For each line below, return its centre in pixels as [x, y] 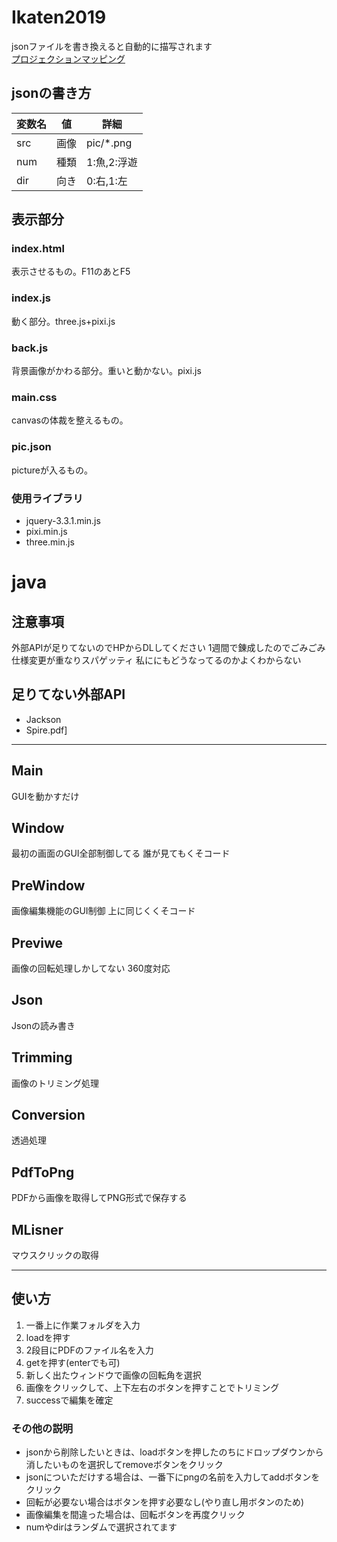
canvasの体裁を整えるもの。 [70, 420]
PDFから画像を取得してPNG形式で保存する [99, 1198]
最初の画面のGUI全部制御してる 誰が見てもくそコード [121, 853]
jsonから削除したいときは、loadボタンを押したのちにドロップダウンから [174, 1452]
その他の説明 [42, 1428]
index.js [31, 298]
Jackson [43, 719]
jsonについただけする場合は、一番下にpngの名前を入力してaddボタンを [173, 1477]
